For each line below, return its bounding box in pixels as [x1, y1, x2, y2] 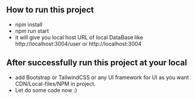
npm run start [14, 27, 50, 34]
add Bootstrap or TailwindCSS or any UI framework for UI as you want [14, 74, 189, 81]
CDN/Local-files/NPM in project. [14, 80, 96, 87]
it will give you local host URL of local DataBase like [14, 33, 144, 41]
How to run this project [6, 5, 94, 15]
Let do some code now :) [14, 86, 77, 94]
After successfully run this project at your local [6, 57, 187, 68]
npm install [14, 21, 43, 28]
